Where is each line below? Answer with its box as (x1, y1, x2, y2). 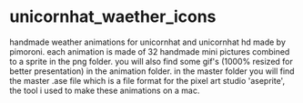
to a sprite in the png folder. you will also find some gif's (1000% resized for (9, 56, 293, 67)
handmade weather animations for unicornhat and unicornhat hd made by (9, 36, 287, 47)
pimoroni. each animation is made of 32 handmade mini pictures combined (9, 46, 290, 57)
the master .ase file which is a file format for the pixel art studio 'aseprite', (9, 75, 285, 86)
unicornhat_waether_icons (9, 6, 217, 27)
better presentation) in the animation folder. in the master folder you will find (9, 66, 295, 77)
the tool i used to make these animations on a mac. (9, 85, 200, 96)
